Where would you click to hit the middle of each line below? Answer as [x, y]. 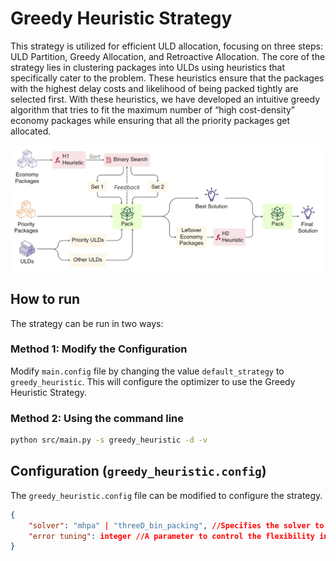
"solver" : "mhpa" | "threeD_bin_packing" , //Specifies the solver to [176, 525]
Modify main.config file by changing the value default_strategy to [147, 371]
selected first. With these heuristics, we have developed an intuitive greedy [165, 99]
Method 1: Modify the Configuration [99, 349]
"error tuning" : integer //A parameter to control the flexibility [171, 536]
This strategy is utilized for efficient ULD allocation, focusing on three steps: [166, 46]
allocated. [31, 131]
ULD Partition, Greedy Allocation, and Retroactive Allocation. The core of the [168, 56]
